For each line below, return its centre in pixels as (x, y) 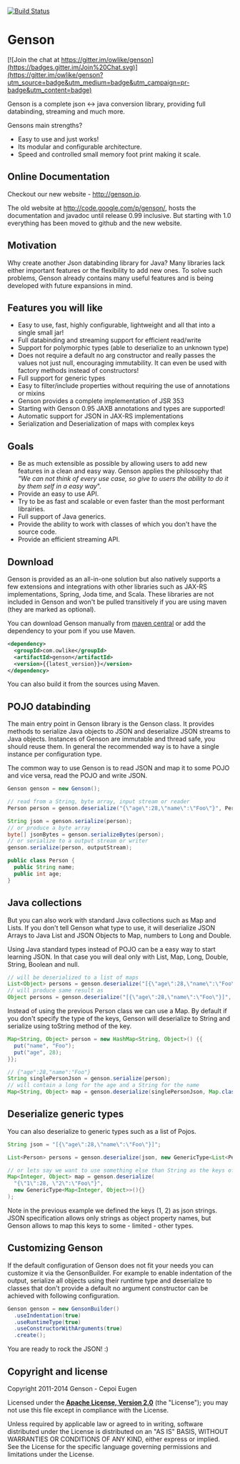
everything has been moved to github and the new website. (95, 223)
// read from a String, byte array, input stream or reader (99, 802)
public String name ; (44, 867)
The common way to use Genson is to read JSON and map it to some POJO (119, 768)
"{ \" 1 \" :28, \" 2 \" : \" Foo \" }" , (59, 1184)
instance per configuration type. (55, 755)
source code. (37, 532)
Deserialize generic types (66, 1114)
